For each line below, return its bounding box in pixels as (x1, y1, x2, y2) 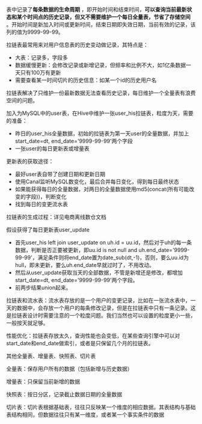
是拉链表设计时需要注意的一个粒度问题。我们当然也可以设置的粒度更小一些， (6, 312, 196, 319)
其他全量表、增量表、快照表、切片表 (6, 352, 96, 360)
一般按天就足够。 (6, 319, 49, 327)
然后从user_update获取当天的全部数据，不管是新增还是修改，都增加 (14, 269, 183, 276)
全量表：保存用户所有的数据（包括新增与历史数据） (6, 365, 133, 372)
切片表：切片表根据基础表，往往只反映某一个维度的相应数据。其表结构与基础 (6, 404, 196, 411)
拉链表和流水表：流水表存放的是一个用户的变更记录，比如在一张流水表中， (6, 297, 191, 304)
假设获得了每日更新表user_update (6, 226, 90, 233)
